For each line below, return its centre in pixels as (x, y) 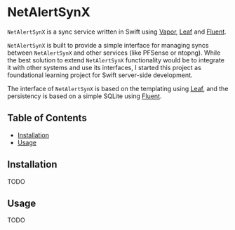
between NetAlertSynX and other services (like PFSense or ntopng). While (114, 53)
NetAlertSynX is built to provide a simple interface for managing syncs (108, 45)
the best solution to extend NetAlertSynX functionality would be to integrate (116, 60)
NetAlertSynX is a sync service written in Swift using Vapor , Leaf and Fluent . (117, 32)
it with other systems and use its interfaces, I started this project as (104, 67)
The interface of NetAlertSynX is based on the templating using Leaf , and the (118, 88)
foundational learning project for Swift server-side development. (100, 75)
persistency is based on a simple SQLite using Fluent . (85, 96)
